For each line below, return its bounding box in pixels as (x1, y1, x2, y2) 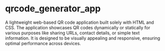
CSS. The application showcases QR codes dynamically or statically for (5, 24, 151, 30)
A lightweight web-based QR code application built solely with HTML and (5, 19, 154, 25)
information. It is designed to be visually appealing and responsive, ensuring (5, 35, 161, 41)
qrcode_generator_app (5, 3, 101, 14)
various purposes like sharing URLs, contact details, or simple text (5, 30, 140, 36)
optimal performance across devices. (5, 40, 82, 46)
